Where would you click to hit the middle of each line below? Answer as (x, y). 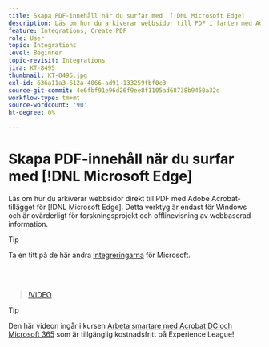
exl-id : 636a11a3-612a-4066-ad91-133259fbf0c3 (87, 83)
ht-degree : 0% (32, 113)
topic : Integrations (43, 46)
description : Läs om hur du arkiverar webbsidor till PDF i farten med (130, 23)
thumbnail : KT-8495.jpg (48, 75)
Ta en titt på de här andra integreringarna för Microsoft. (99, 255)
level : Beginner (35, 53)
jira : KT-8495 (32, 68)
